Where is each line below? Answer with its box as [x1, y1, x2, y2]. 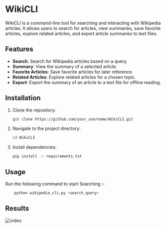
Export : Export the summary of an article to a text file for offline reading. [12, 79, 161, 85]
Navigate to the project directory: [12, 125, 81, 131]
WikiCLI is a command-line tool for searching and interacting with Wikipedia [5, 20, 161, 26]
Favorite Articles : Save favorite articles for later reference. [12, 69, 133, 75]
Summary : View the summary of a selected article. [12, 63, 117, 69]
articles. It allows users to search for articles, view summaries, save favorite [5, 25, 161, 31]
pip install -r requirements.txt [12, 154, 82, 159]
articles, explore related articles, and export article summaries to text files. [5, 30, 158, 36]
